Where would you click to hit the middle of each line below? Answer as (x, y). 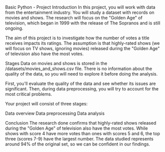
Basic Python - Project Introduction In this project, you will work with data (80, 7)
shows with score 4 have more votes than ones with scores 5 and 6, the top (82, 133)
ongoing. (14, 28)
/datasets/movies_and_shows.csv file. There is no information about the (79, 69)
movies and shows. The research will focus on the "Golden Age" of (74, 18)
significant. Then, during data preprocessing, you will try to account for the (82, 89)
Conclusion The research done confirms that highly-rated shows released (81, 123)
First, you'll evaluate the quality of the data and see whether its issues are (81, 83)
